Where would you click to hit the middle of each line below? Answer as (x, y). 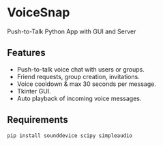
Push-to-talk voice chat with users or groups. (81, 69)
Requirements (38, 120)
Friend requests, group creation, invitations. (78, 76)
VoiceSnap (39, 13)
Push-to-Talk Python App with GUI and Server (72, 31)
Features (26, 53)
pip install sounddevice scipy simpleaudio (70, 135)
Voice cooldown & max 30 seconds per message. (87, 84)
